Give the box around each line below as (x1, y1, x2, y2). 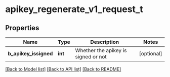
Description (90, 39, 119, 45)
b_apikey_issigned (8, 50, 53, 57)
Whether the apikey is (75, 47, 127, 54)
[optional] (139, 50, 162, 57)
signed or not (75, 53, 107, 60)
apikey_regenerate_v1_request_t (5, 4, 143, 15)
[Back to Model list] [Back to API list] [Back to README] (5, 66, 121, 72)
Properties (5, 24, 39, 32)
